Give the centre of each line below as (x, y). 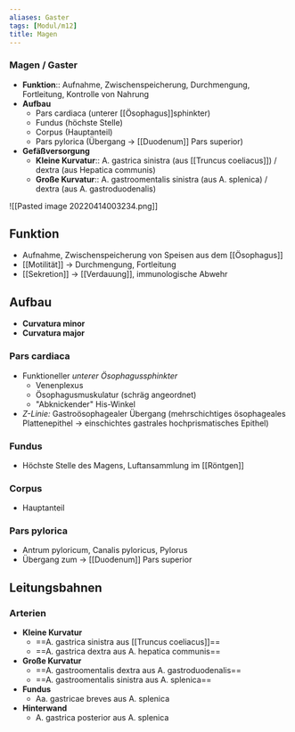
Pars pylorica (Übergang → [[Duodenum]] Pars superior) (139, 141)
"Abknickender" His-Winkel (86, 404)
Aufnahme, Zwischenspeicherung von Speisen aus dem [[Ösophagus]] (152, 256)
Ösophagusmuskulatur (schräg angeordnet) (116, 394)
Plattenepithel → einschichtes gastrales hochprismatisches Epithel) (145, 423)
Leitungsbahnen (56, 587)
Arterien (28, 613)
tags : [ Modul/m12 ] (43, 26)
